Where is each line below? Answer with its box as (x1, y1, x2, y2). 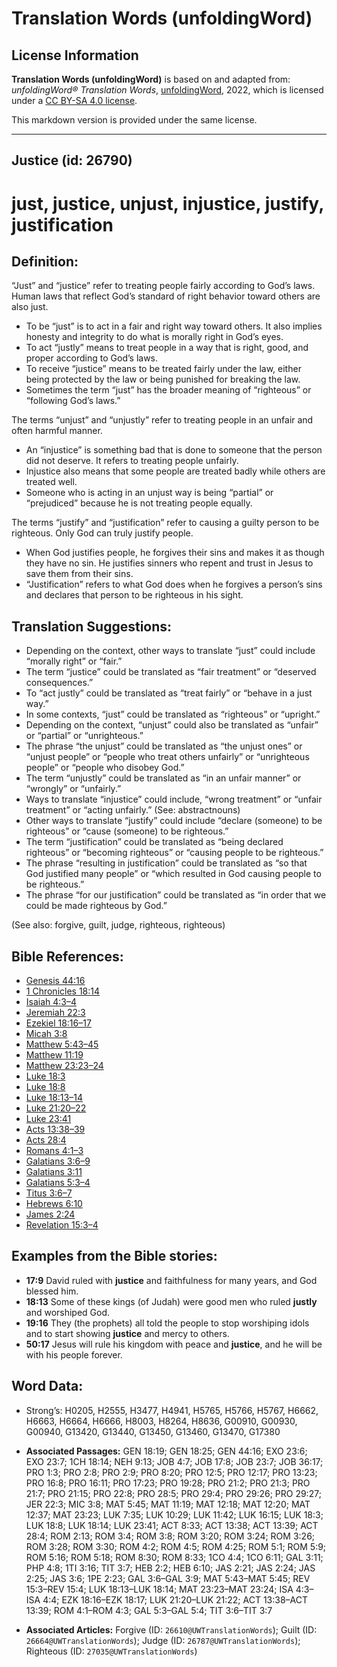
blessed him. (25, 1285, 79, 1297)
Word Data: (11, 1378, 84, 1395)
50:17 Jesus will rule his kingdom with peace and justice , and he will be (25, 1338, 323, 1350)
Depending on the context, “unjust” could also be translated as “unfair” (25, 719, 319, 731)
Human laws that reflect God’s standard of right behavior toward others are (11, 290, 321, 302)
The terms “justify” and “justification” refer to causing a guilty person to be (11, 517, 320, 529)
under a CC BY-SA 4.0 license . (11, 95, 138, 106)
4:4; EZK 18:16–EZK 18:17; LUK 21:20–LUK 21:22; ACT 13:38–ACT (42, 1593, 309, 1606)
